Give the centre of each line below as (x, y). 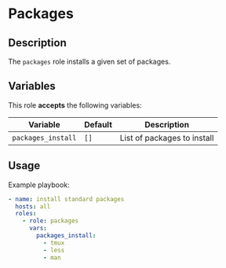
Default (98, 124)
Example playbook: (39, 185)
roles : (26, 214)
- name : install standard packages (66, 199)
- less (54, 250)
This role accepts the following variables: (75, 105)
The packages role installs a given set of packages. (89, 61)
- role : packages (51, 221)
